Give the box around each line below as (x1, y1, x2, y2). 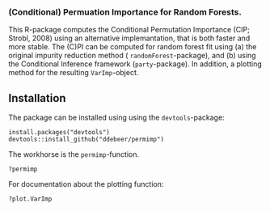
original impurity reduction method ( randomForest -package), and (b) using (8, 51, 256, 61)
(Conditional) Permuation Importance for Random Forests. (8, 6, 243, 18)
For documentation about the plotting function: (8, 179, 164, 189)
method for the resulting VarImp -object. (8, 68, 139, 78)
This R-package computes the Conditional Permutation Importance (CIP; (8, 25, 251, 35)
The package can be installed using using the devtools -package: (8, 112, 225, 123)
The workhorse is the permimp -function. (8, 150, 140, 159)
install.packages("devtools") (8, 129, 111, 137)
